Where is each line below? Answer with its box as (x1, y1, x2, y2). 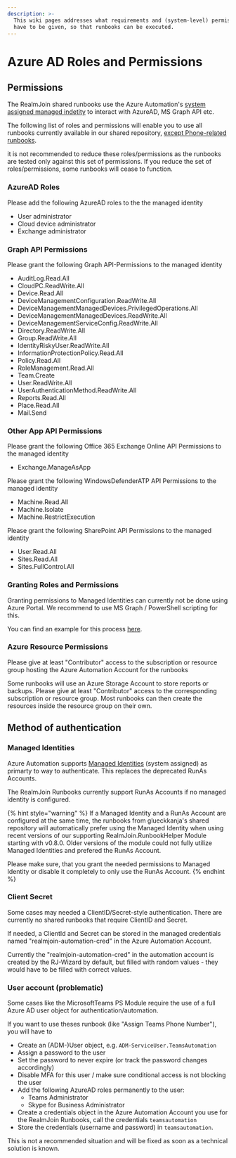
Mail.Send (17, 408, 47, 417)
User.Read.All (17, 548, 58, 556)
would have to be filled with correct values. (7, 965, 132, 974)
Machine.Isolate (17, 506, 64, 514)
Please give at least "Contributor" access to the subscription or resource (7, 658, 218, 667)
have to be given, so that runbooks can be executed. (13, 23, 174, 30)
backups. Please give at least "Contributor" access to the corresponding (7, 686, 218, 695)
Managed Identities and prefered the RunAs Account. (7, 846, 162, 854)
